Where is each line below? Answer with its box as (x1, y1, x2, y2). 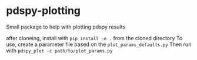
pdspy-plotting (6, 4, 81, 17)
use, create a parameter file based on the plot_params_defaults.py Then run (6, 41, 192, 48)
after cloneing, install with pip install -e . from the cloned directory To (6, 34, 183, 41)
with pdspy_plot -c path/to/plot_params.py (6, 47, 113, 54)
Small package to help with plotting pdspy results (6, 23, 126, 30)
